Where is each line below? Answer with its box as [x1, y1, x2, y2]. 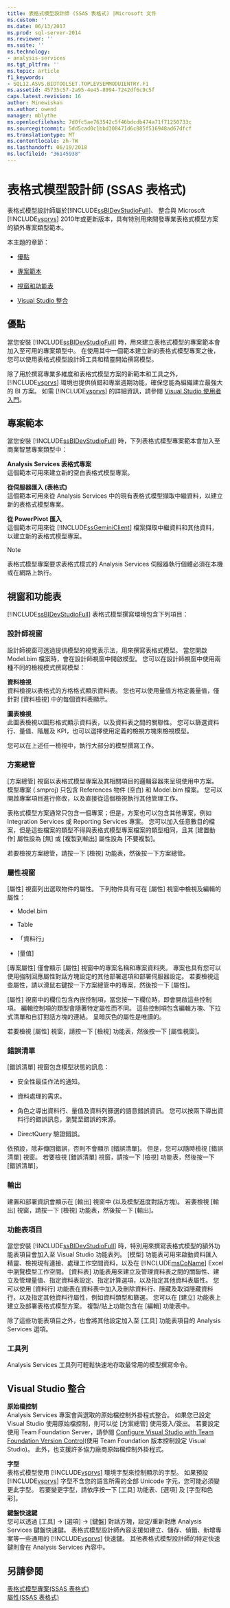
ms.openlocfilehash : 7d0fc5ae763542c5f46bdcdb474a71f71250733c [7, 118, 192, 126]
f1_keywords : [7, 73, 45, 81]
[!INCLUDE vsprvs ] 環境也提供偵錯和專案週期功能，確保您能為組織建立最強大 [7, 378, 223, 387]
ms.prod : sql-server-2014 [7, 29, 81, 36]
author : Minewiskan [7, 100, 63, 106]
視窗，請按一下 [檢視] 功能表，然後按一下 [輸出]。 [16, 1206, 158, 1214]
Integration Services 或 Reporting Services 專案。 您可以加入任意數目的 [7, 817, 209, 825]
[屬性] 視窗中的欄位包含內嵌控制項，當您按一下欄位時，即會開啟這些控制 [7, 996, 212, 1004]
